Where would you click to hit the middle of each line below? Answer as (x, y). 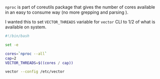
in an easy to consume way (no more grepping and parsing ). (67, 12)
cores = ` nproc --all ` (26, 53)
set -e (12, 45)
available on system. (26, 27)
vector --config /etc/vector (35, 72)
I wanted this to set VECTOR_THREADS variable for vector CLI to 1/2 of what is (80, 22)
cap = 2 (11, 58)
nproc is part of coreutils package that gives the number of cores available (80, 7)
